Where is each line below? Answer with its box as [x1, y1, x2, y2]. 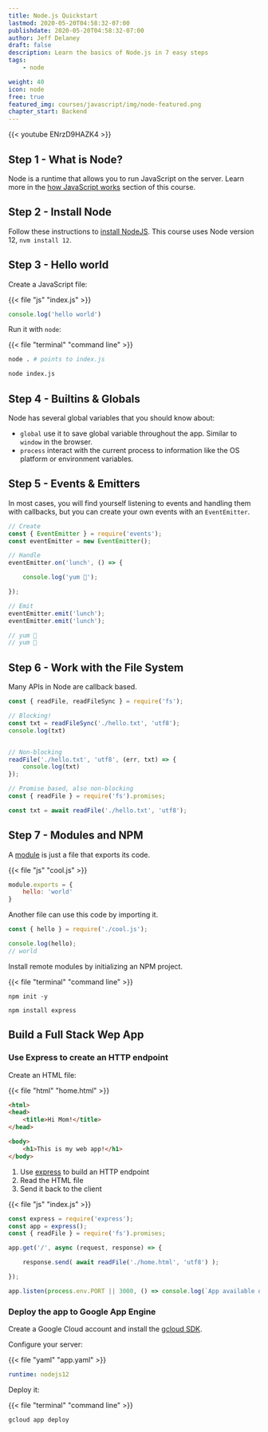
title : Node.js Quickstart [8, 11, 98, 20]
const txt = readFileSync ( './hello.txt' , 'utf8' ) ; [8, 719, 180, 727]
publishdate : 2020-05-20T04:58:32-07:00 [8, 26, 145, 34]
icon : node [8, 85, 45, 93]
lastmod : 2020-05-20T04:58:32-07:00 [8, 19, 130, 27]
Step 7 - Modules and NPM [8, 829, 144, 842]
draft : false [8, 41, 52, 49]
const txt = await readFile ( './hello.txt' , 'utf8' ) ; [8, 807, 187, 815]
